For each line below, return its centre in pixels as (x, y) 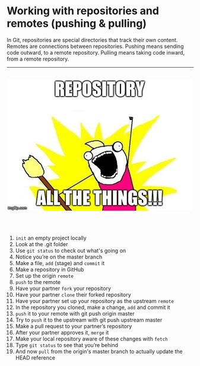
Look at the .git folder (42, 244)
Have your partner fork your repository (63, 288)
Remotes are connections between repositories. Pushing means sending (95, 46)
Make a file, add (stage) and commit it (60, 263)
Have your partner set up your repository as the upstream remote (95, 301)
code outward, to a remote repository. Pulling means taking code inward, (96, 52)
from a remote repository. (38, 59)
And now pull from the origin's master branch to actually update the (99, 351)
